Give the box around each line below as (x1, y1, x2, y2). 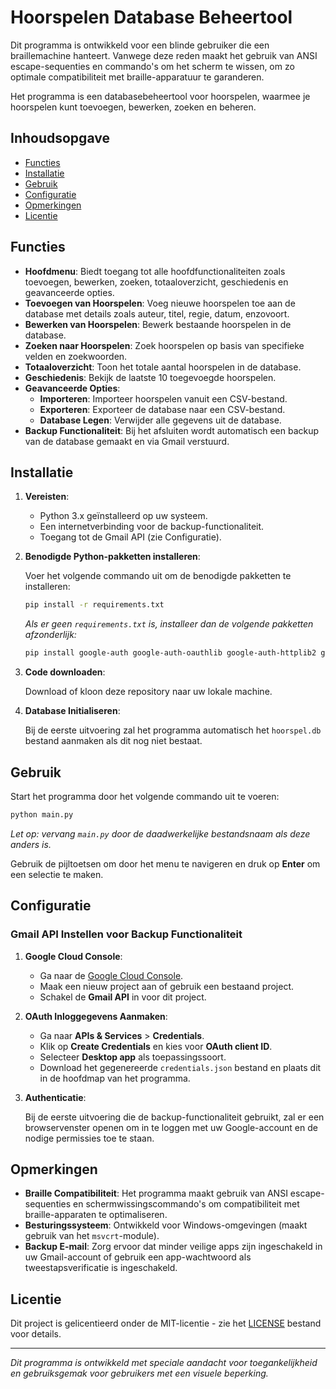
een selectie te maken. (10, 868, 104, 880)
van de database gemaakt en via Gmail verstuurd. (24, 435, 230, 447)
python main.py (10, 809, 74, 820)
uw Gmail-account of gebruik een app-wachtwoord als (24, 1251, 252, 1263)
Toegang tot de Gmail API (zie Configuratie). (39, 531, 222, 543)
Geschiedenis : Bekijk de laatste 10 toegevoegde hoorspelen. (24, 371, 277, 383)
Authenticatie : (24, 1091, 87, 1103)
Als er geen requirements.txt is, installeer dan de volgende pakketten (24, 618, 314, 630)
